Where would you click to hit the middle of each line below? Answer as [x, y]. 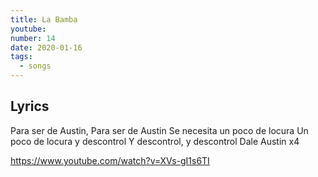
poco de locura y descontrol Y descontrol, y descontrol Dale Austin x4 [155, 141]
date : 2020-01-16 [46, 47]
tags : [21, 57]
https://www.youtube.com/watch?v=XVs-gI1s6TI [110, 160]
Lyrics [30, 106]
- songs [35, 66]
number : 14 [33, 38]
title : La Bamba [44, 19]
